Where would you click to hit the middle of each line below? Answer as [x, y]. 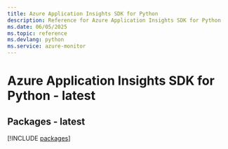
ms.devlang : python [36, 40]
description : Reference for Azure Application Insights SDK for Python [114, 20]
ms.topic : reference [38, 33]
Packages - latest [46, 121]
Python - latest [52, 96]
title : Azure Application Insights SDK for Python [83, 14]
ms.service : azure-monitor [47, 46]
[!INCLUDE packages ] [39, 138]
